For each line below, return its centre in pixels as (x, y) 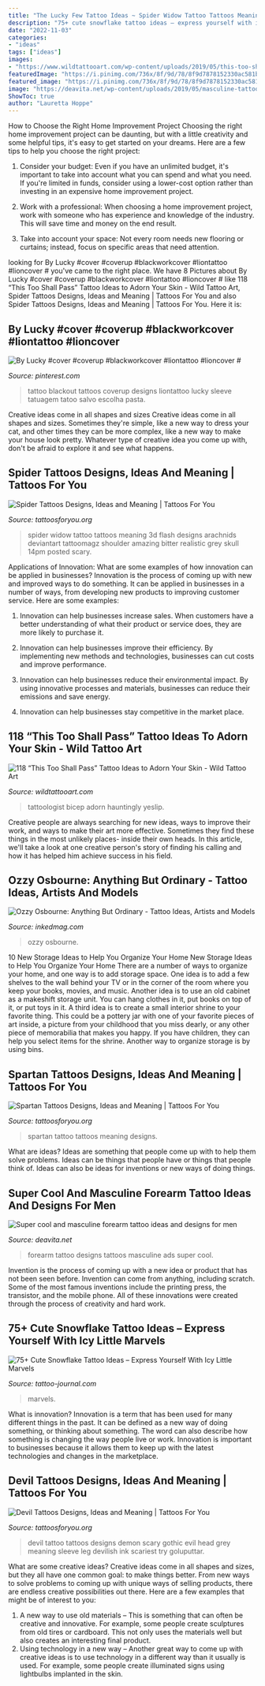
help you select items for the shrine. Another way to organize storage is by (129, 1041)
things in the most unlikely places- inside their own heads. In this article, (125, 839)
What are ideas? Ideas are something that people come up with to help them (132, 1151)
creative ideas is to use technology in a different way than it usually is (132, 1657)
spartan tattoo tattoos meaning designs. (92, 1136)
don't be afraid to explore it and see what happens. (91, 448)
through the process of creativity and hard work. (87, 1304)
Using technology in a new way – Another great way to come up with (131, 1648)
